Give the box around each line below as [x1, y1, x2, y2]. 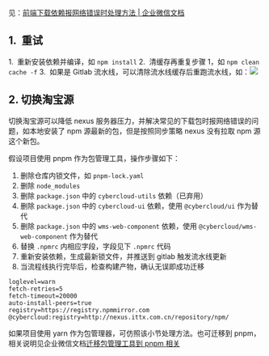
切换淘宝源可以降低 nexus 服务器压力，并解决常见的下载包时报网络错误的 [8, 116, 252, 125]
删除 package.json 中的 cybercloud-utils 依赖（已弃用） [19, 190, 208, 201]
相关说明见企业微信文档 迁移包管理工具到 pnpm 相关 [8, 338, 180, 348]
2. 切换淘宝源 [8, 93, 74, 107]
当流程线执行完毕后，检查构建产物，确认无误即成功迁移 [19, 261, 204, 271]
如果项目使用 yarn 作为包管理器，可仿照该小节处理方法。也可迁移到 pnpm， [8, 328, 261, 338]
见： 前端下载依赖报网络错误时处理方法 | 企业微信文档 [8, 8, 185, 17]
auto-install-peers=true [8, 299, 92, 307]
